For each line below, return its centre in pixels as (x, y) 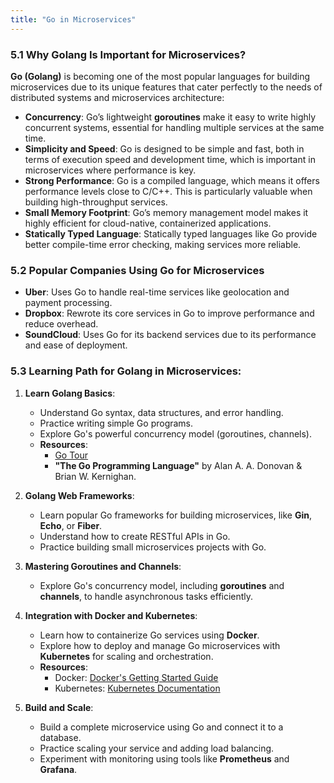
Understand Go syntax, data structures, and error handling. (161, 412)
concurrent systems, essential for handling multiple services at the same (174, 127)
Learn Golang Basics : (70, 393)
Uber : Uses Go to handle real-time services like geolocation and (157, 292)
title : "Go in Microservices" (73, 19)
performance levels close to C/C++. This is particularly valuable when (168, 191)
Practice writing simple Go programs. (116, 423)
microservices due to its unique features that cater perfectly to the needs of (166, 87)
